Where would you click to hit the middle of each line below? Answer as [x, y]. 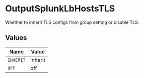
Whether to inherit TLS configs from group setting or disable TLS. [72, 22]
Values [16, 38]
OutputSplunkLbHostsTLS [60, 9]
